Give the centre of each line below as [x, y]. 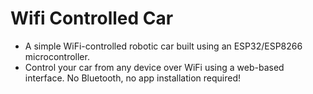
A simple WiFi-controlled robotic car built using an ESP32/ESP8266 [163, 46]
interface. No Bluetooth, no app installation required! [133, 78]
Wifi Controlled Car [92, 18]
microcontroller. [57, 56]
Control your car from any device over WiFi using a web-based [154, 67]
